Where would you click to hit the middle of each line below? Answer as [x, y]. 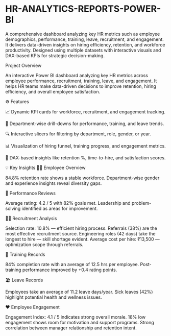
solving [13, 208]
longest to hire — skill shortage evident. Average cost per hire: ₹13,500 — [82, 239]
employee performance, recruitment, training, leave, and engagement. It [81, 81]
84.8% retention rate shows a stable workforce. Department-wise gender [82, 178]
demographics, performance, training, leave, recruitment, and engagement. [85, 39]
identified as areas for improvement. [60, 208]
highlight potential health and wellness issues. [54, 297]
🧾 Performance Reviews [31, 193]
